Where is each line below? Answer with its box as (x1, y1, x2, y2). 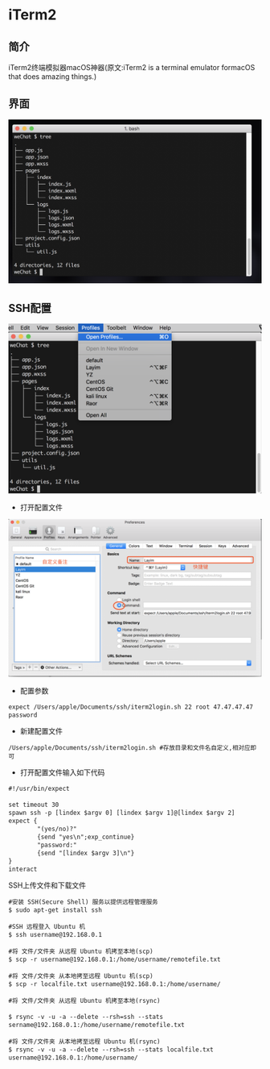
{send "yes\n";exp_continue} (37, 833, 135, 841)
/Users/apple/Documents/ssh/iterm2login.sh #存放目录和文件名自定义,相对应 (8, 743, 251, 751)
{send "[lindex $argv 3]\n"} (37, 849, 135, 857)
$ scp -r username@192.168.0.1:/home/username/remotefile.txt (8, 955, 221, 963)
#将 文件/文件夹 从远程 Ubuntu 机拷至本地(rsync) (8, 996, 161, 1005)
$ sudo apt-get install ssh (8, 905, 103, 914)
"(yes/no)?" (37, 825, 78, 833)
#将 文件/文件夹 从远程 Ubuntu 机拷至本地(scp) (8, 947, 154, 955)
